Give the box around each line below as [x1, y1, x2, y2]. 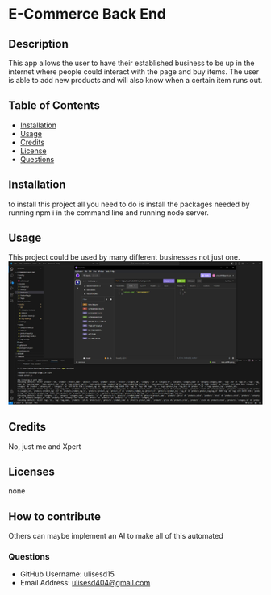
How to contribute [8, 510, 102, 523]
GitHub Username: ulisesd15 [19, 569, 115, 579]
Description [8, 37, 69, 51]
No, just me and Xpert [8, 441, 81, 451]
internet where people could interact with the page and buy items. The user [8, 67, 260, 77]
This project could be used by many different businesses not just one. [8, 252, 240, 262]
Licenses [8, 464, 55, 478]
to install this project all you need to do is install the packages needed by [8, 199, 250, 209]
